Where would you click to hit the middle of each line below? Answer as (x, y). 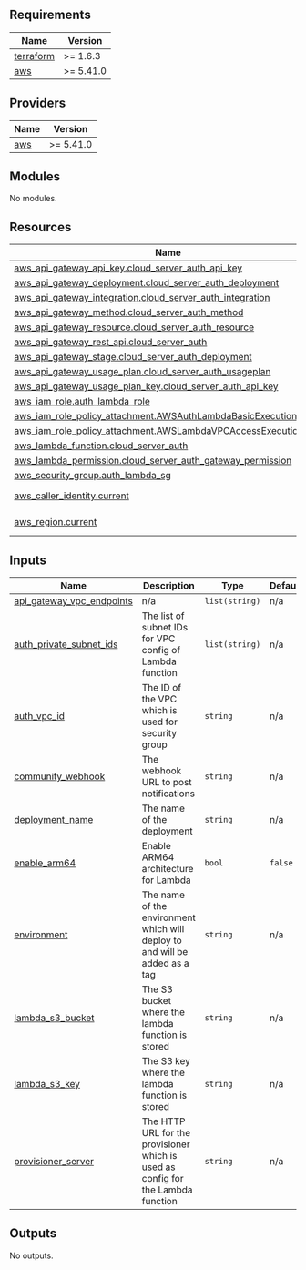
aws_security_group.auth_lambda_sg (92, 476)
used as (158, 1167)
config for (163, 1179)
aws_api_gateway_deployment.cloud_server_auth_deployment (147, 283)
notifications (168, 794)
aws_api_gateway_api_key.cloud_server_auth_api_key (128, 268)
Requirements (50, 15)
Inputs (28, 560)
